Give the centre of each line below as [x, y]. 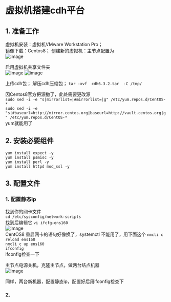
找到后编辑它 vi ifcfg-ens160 [37, 222]
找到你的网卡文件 [23, 211]
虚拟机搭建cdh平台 [45, 11]
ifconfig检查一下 [22, 254]
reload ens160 [20, 239]
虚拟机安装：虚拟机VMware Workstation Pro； [54, 44]
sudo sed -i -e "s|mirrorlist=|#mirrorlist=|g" [57, 99]
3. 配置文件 [23, 183]
